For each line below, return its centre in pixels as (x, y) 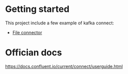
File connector (27, 32)
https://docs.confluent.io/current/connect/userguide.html (64, 66)
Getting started (37, 9)
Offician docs (34, 53)
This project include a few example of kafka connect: (60, 23)
